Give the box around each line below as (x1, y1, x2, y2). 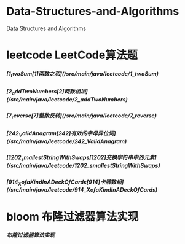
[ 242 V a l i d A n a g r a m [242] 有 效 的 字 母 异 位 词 (6, 130, 114, 139)
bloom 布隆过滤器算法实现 (6, 210, 139, 224)
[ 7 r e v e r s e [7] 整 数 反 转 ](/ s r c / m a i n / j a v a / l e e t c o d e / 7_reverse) (6, 112, 157, 120)
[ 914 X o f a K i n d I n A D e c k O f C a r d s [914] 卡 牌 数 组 (6, 178, 122, 187)
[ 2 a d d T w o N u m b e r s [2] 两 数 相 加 (6, 87, 86, 96)
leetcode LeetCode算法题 (6, 48, 138, 62)
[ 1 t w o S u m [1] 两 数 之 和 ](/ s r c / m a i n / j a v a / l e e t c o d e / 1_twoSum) (6, 69, 159, 79)
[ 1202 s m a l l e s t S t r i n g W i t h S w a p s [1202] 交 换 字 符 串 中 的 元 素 (6, 154, 155, 163)
